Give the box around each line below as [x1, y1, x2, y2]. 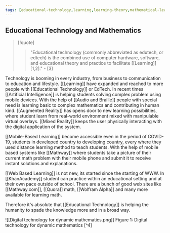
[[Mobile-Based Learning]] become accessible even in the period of [5, 134, 147, 140]
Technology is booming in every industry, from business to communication [5, 75, 161, 82]
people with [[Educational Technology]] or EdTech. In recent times [5, 86, 144, 92]
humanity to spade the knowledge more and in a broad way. [5, 207, 131, 213]
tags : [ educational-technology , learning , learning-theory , [5, 7, 130, 13]
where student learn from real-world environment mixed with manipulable [5, 113, 159, 119]
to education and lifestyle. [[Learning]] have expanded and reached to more [5, 81, 163, 87]
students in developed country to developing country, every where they [12, 139, 162, 145]
